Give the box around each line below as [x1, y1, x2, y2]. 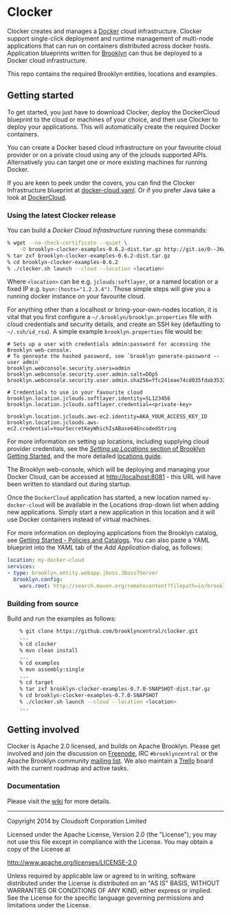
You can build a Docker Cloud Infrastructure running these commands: [7, 226, 208, 234]
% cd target [19, 679, 54, 686]
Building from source [7, 599, 79, 608]
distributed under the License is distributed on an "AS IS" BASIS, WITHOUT [7, 878, 220, 887]
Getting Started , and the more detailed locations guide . [7, 452, 163, 461]
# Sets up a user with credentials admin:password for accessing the [7, 341, 211, 348]
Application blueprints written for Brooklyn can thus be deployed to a [7, 49, 203, 57]
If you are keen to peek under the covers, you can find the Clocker [7, 179, 195, 187]
